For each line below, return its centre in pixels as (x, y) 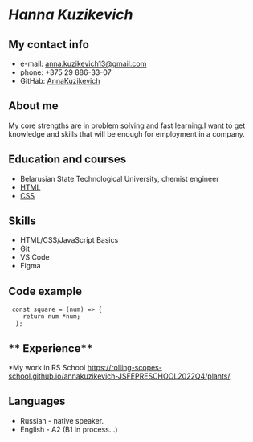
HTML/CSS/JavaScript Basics (69, 240)
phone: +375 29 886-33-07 (65, 72)
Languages (37, 401)
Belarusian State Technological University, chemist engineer (119, 178)
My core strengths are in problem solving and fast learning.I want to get (127, 125)
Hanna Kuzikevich (71, 15)
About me (33, 106)
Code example (45, 291)
